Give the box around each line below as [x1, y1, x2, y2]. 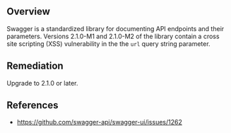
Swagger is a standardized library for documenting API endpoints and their [6, 24, 225, 33]
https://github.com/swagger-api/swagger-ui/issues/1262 [16, 118, 183, 127]
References [6, 99, 59, 112]
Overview [6, 6, 51, 18]
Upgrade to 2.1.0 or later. [6, 79, 78, 87]
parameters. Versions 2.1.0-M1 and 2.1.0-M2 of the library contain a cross [6, 32, 220, 40]
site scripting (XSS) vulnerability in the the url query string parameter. [6, 39, 211, 48]
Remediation [6, 60, 64, 72]
